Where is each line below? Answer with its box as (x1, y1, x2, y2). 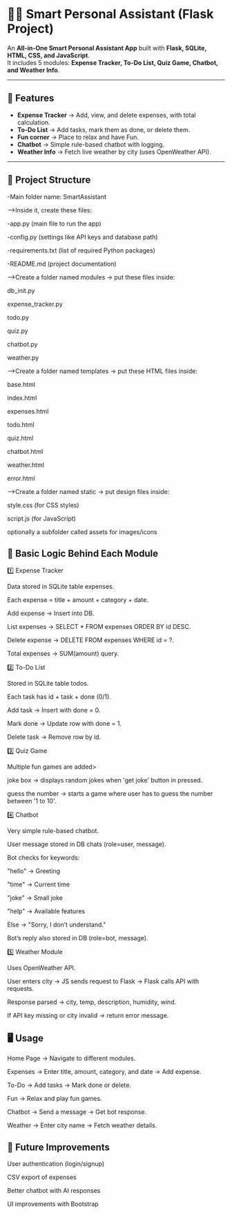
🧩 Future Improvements (7, 1141, 110, 1153)
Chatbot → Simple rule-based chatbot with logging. (17, 140, 164, 148)
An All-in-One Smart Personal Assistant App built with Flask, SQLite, (7, 44, 207, 52)
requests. (7, 985, 35, 993)
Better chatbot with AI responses (7, 1187, 101, 1194)
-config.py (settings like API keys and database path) (7, 232, 158, 241)
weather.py (7, 353, 39, 362)
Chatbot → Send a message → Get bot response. (7, 1108, 147, 1116)
